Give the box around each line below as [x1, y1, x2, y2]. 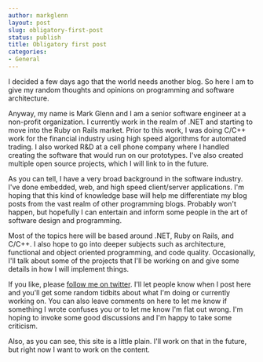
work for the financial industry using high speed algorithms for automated [8, 133, 247, 143]
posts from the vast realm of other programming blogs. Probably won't [8, 199, 237, 208]
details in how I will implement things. [8, 264, 130, 273]
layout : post [8, 19, 51, 27]
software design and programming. [8, 215, 122, 225]
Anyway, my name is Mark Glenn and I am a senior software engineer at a [8, 108, 247, 118]
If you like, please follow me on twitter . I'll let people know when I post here [8, 280, 251, 289]
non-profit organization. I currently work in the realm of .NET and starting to [8, 117, 254, 126]
